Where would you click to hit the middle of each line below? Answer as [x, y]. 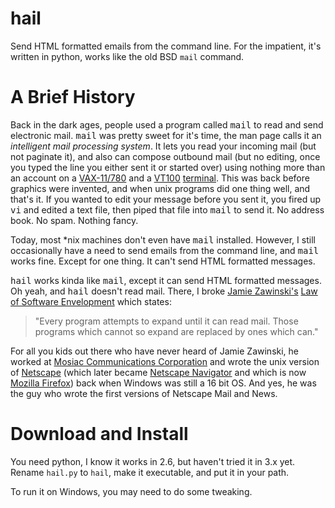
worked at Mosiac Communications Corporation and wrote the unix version [165, 361]
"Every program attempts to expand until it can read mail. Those [166, 321]
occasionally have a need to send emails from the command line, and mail [165, 250]
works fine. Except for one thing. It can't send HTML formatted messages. [163, 261]
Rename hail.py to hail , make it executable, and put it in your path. [150, 472]
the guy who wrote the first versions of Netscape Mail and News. [144, 393]
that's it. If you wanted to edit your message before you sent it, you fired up [166, 199]
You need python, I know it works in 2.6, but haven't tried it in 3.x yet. [153, 461]
